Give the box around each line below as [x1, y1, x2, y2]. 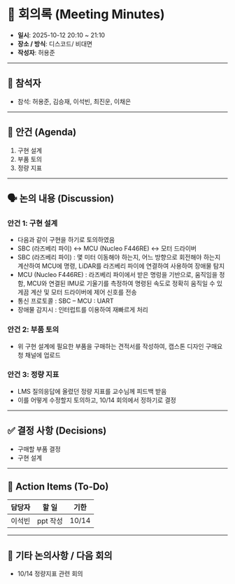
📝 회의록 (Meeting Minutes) [7, 6, 165, 22]
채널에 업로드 [24, 350, 61, 359]
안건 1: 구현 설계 [7, 218, 58, 228]
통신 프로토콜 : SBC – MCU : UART [17, 297, 114, 305]
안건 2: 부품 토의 [7, 325, 59, 334]
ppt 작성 [37, 516, 63, 526]
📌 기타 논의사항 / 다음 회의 [7, 550, 113, 562]
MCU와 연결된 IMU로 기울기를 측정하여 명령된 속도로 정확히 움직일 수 [27, 279, 215, 287]
